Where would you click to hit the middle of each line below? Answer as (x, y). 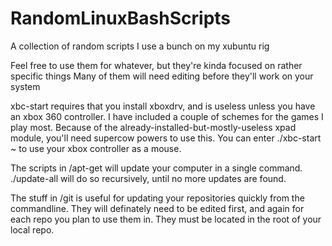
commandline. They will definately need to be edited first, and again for (157, 208)
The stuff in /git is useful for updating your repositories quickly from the (157, 198)
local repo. (32, 229)
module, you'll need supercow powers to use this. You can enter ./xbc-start (166, 138)
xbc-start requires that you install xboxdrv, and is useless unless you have (163, 106)
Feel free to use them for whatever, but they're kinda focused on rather (156, 65)
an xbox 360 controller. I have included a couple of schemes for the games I (167, 116)
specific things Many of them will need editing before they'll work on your (162, 76)
